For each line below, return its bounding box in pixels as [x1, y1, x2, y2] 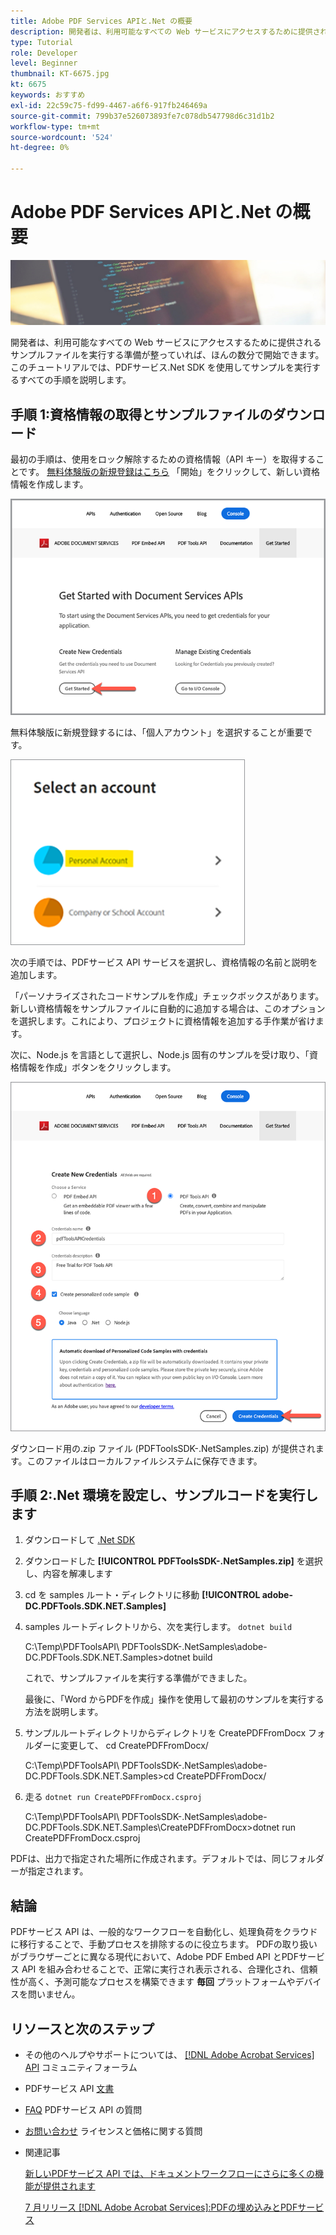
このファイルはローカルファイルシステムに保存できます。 [26, 1455, 263, 1467]
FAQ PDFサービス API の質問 [24, 2104, 143, 2116]
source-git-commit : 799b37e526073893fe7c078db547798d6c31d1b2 [10, 111, 275, 121]
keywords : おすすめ [10, 90, 86, 100]
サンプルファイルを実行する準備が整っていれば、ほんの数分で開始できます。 [10, 349, 325, 361]
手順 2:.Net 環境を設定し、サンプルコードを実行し [10, 1486, 319, 1504]
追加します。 [10, 969, 63, 981]
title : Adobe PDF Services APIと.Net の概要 [10, 16, 193, 26]
